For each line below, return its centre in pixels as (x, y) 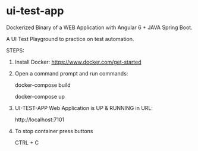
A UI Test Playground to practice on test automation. (70, 39)
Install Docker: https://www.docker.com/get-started (78, 62)
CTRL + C (27, 142)
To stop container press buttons (54, 131)
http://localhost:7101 (39, 119)
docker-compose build (43, 85)
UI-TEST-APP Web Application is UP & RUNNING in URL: (84, 108)
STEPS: (15, 50)
